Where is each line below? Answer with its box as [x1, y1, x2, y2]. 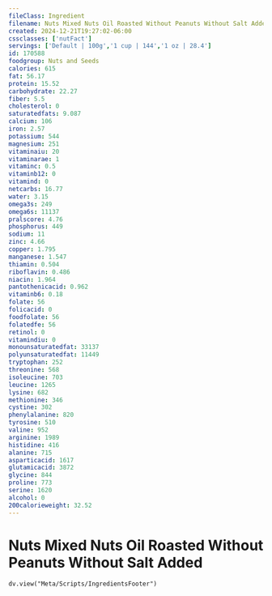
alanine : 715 [8, 449, 53, 457]
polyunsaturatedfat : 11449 [8, 351, 100, 359]
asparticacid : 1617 [8, 456, 74, 464]
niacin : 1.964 [8, 275, 57, 283]
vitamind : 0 [8, 177, 49, 186]
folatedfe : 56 [8, 321, 57, 329]
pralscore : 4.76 [8, 215, 63, 223]
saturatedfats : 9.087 [8, 110, 82, 118]
